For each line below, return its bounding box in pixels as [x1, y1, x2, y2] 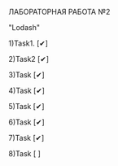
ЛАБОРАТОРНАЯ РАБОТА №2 [8, 7, 111, 16]
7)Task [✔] [8, 133, 45, 142]
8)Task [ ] [8, 149, 41, 158]
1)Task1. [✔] [8, 38, 49, 48]
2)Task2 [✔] [8, 55, 50, 63]
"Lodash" [8, 23, 41, 32]
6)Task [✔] [8, 117, 45, 127]
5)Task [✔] [8, 102, 45, 111]
